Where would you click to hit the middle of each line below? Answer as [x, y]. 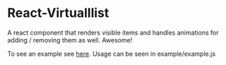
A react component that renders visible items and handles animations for [113, 32]
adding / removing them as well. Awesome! [70, 40]
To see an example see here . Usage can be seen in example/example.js [112, 54]
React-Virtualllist [58, 13]
